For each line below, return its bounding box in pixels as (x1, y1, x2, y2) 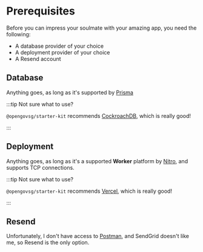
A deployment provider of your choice (15, 48, 110, 56)
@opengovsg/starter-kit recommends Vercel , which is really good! (6, 187, 173, 195)
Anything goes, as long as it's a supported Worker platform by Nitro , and (6, 157, 188, 164)
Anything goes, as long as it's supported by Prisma (6, 89, 133, 96)
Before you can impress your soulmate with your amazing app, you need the (6, 24, 197, 31)
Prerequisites (6, 4, 76, 18)
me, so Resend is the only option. (6, 239, 90, 246)
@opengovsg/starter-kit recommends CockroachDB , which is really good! (6, 112, 191, 119)
